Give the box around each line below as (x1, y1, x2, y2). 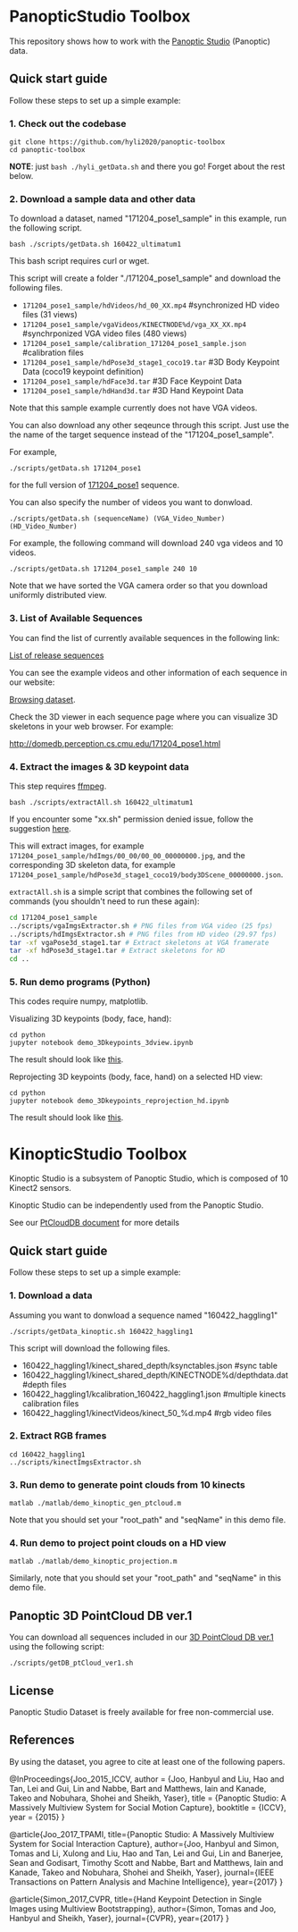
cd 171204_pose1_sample (9, 913, 98, 922)
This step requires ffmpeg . (9, 780, 107, 791)
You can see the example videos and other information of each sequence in (9, 667, 288, 678)
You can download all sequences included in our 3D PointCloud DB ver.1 (9, 1632, 274, 1642)
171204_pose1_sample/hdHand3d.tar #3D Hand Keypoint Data (21, 385, 244, 396)
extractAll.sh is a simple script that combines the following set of (9, 886, 252, 897)
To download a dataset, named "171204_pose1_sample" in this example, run (9, 213, 287, 224)
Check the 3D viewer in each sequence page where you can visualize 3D (9, 711, 278, 721)
